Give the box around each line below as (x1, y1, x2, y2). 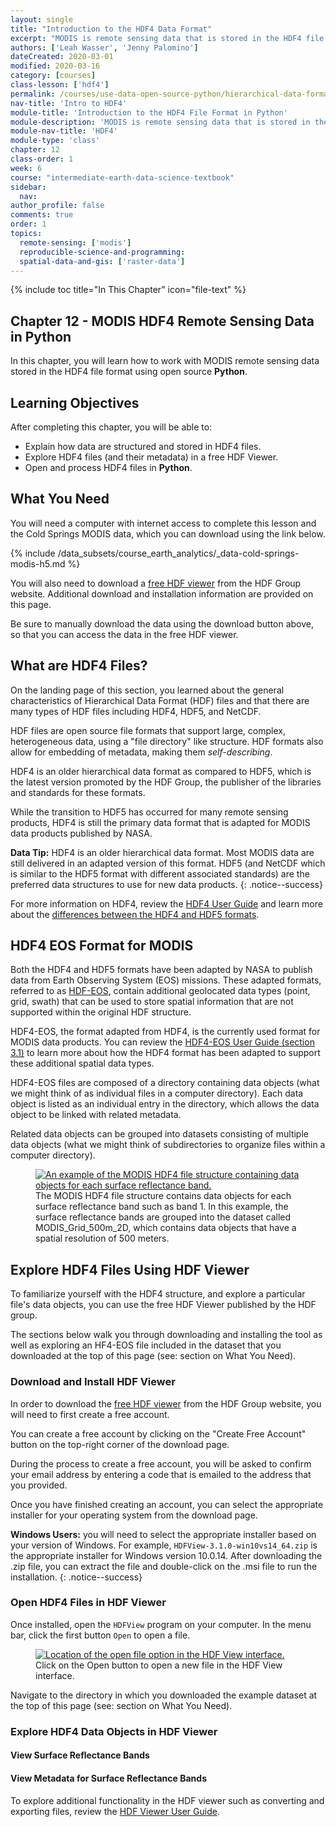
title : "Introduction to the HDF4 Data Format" (10, 24, 213, 34)
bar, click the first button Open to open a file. (10, 1629, 191, 1641)
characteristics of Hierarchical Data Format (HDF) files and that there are (10, 694, 310, 706)
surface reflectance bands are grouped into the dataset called (35, 1211, 292, 1223)
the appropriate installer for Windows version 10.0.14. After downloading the (10, 1549, 323, 1561)
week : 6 (10, 163, 43, 173)
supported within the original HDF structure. (10, 1006, 192, 1018)
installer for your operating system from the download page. (10, 1509, 258, 1521)
